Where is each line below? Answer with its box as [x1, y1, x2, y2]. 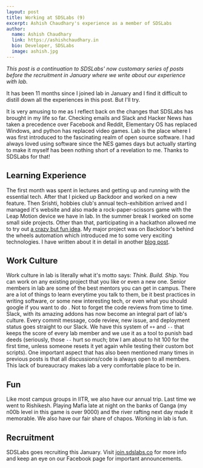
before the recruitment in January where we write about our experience [6, 71, 186, 79]
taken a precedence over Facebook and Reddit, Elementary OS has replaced [6, 121, 198, 128]
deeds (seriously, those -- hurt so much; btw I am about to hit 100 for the [6, 336, 189, 343]
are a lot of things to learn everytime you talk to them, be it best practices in [6, 291, 196, 298]
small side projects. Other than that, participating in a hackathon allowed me [6, 219, 196, 226]
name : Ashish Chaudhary [12, 32, 72, 38]
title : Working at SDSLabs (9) [6, 15, 85, 21]
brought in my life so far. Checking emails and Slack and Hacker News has [6, 114, 192, 121]
